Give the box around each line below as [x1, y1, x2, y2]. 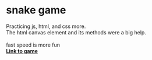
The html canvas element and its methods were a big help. [6, 29, 147, 36]
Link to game [6, 47, 38, 54]
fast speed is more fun [6, 41, 60, 48]
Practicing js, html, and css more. [6, 23, 86, 30]
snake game [6, 3, 66, 17]
